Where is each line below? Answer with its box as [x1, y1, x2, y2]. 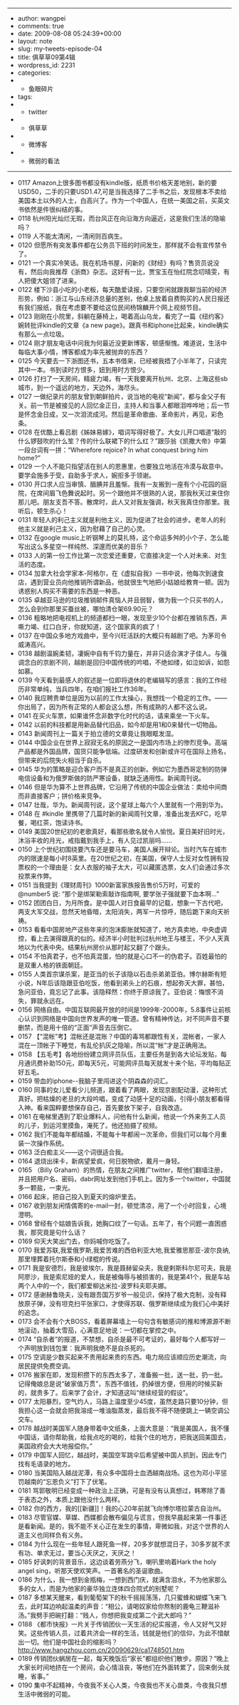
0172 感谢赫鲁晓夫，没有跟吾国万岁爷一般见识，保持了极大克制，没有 [17, 1290, 221, 1299]
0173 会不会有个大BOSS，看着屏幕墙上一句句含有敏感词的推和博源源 [17, 1317, 219, 1325]
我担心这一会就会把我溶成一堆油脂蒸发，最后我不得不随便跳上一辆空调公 [17, 1406, 230, 1414]
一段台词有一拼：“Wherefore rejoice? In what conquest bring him [17, 446, 208, 454]
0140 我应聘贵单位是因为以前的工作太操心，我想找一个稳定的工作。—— [17, 694, 228, 702]
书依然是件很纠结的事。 [17, 205, 87, 214]
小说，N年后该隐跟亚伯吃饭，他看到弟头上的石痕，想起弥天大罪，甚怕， [17, 979, 229, 987]
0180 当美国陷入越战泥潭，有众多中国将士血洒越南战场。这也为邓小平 [17, 1468, 221, 1477]
